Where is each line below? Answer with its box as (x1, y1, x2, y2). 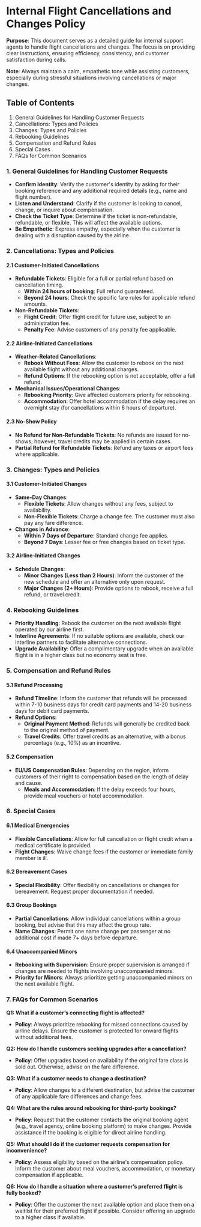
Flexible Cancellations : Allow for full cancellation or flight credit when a (14, 835, 193, 842)
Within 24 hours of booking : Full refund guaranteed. (23, 288, 155, 295)
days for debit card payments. (14, 707, 90, 715)
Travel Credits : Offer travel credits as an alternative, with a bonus (23, 733, 186, 740)
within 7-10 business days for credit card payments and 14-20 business (14, 701, 192, 708)
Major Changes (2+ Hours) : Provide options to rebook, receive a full (23, 584, 194, 592)
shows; (14, 437, 33, 445)
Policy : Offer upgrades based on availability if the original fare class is (14, 1056, 188, 1064)
